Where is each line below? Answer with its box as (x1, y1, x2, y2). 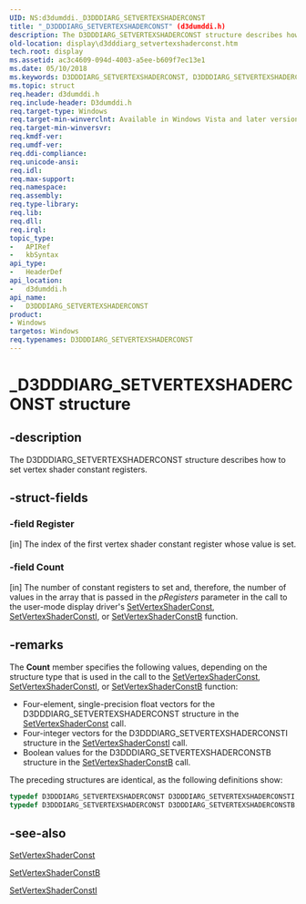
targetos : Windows (9, 327, 79, 336)
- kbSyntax (9, 251, 59, 260)
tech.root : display (9, 47, 84, 56)
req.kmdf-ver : (9, 132, 64, 141)
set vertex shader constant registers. (9, 464, 148, 475)
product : (9, 310, 43, 319)
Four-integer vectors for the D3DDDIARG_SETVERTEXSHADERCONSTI (22, 727, 289, 738)
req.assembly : (9, 191, 64, 200)
